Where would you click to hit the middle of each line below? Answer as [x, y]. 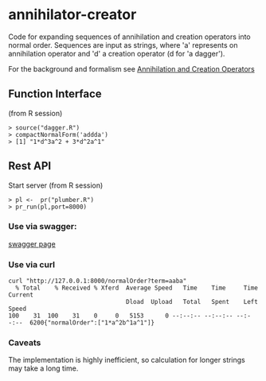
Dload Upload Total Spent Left [192, 302]
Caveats [25, 343]
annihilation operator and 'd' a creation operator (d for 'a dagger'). [117, 53]
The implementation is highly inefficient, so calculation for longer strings [127, 360]
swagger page [32, 243]
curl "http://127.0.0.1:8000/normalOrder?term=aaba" [98, 281]
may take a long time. [43, 368]
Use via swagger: [43, 227]
